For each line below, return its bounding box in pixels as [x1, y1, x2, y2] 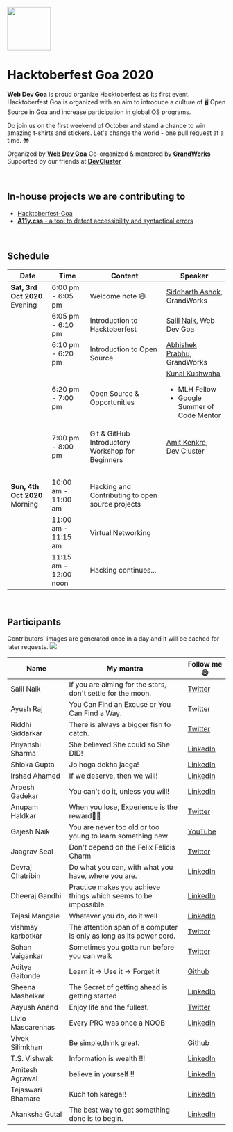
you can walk [69, 951, 112, 961]
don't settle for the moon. [69, 689, 152, 699]
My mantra [106, 664, 144, 673]
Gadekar [10, 791, 39, 801]
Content [110, 271, 139, 280]
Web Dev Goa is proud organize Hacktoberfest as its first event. [7, 90, 190, 98]
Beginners [89, 454, 123, 464]
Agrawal [10, 1074, 38, 1083]
